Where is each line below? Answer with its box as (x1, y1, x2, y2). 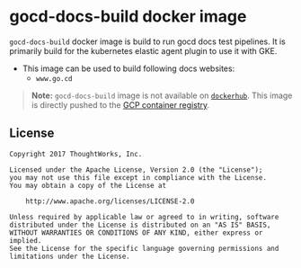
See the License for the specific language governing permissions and (9, 244, 279, 253)
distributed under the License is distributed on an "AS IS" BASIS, (9, 220, 271, 229)
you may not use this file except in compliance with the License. (9, 173, 268, 182)
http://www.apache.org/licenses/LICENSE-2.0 (25, 196, 195, 206)
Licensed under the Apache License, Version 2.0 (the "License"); (9, 165, 263, 174)
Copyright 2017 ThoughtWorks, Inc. (9, 149, 143, 158)
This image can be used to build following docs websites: (22, 63, 235, 74)
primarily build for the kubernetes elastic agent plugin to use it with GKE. (9, 45, 278, 56)
